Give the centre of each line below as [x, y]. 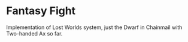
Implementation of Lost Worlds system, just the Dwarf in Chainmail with [94, 27]
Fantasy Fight [41, 11]
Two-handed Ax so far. [34, 33]
